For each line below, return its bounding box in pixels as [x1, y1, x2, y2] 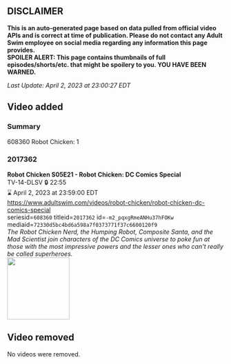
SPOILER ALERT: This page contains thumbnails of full [7, 53, 165, 61]
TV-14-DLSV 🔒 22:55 [7, 178, 67, 186]
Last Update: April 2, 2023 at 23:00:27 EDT [7, 81, 131, 89]
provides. [7, 45, 36, 54]
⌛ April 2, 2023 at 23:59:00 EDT [7, 188, 99, 196]
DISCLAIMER [7, 6, 63, 17]
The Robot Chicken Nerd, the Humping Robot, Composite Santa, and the [7, 228, 214, 236]
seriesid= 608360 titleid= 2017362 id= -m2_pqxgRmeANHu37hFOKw [7, 213, 174, 221]
